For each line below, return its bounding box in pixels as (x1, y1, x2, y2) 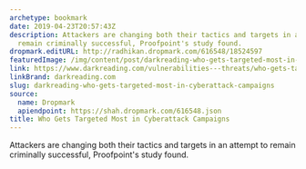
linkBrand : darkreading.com (9, 73, 117, 82)
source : (9, 89, 39, 98)
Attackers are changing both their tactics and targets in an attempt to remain (9, 140, 296, 151)
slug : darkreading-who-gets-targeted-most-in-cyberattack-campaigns (9, 81, 275, 90)
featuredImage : (9, 55, 67, 65)
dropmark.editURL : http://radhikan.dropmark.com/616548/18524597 (9, 47, 262, 56)
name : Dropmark (17, 97, 76, 107)
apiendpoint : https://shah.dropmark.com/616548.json (17, 106, 222, 115)
